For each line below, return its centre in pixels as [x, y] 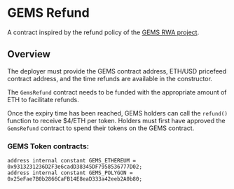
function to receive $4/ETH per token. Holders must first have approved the [116, 120]
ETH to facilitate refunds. [43, 99]
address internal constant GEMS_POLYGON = [70, 173]
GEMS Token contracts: [48, 146]
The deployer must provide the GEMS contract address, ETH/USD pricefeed [117, 71]
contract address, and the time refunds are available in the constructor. [110, 78]
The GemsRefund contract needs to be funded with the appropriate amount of [117, 92]
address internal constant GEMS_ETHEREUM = [72, 161]
